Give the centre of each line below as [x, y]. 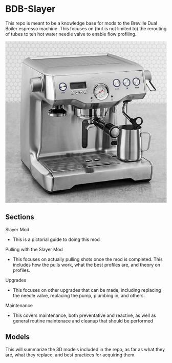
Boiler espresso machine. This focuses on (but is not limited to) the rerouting [86, 28]
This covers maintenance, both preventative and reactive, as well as [84, 315]
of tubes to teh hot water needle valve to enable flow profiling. [71, 34]
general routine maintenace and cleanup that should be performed [83, 320]
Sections [20, 217]
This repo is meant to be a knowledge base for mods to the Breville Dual [81, 23]
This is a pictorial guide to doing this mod [56, 239]
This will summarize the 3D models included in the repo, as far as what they [85, 349]
